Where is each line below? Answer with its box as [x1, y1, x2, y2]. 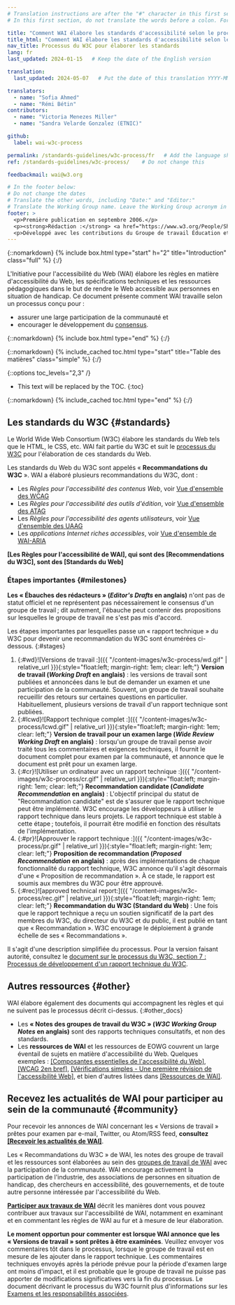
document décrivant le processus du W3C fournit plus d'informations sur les [7, 1282, 228, 1290]
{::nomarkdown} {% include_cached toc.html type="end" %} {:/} [7, 396, 193, 404]
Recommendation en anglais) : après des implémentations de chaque [17, 857, 220, 865]
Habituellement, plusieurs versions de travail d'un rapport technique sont [17, 700, 228, 709]
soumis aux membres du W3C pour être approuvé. [17, 879, 164, 888]
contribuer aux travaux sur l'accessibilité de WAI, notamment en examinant [7, 1208, 224, 1217]
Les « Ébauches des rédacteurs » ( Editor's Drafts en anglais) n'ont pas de [7, 591, 225, 600]
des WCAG [17, 492, 50, 500]
